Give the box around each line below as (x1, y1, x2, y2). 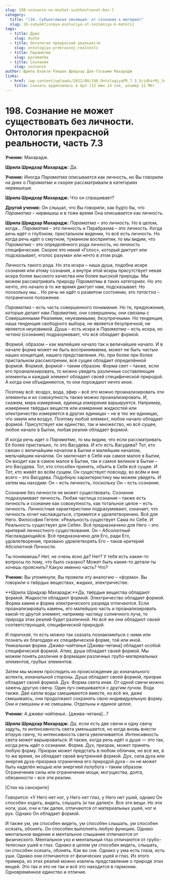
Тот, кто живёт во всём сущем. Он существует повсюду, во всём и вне (5, 469, 159, 475)
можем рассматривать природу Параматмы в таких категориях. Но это (5, 278, 162, 284)
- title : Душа (10, 31, 39, 36)
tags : (5, 26, 17, 32)
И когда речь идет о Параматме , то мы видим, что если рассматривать (5, 436, 162, 442)
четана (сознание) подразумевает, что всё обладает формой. (5, 331, 140, 337)
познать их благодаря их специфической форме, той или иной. (5, 636, 142, 643)
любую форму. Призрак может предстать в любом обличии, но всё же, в (5, 747, 164, 753)
